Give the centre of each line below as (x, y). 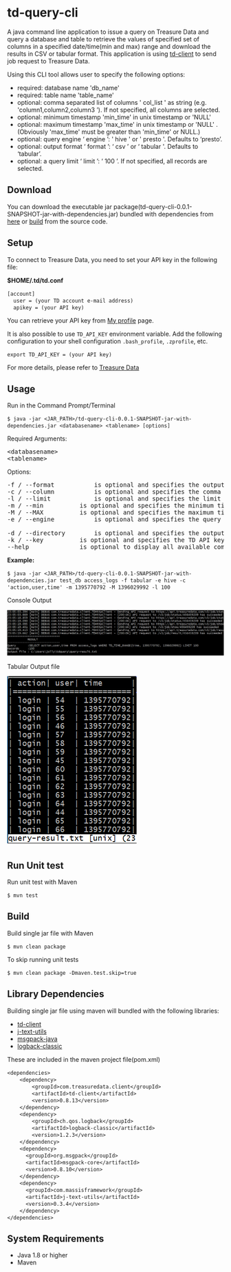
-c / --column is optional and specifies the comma (114, 492)
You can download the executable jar (59, 206)
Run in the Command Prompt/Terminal (61, 405)
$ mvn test (23, 896)
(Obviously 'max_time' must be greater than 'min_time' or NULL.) (109, 132)
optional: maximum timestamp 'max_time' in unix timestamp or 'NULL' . (117, 124)
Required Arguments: (37, 438)
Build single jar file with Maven (51, 933)
